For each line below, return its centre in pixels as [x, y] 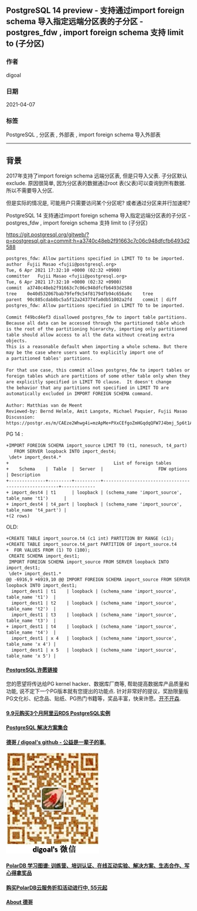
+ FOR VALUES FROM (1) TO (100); [48, 550]
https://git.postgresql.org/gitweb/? [48, 235]
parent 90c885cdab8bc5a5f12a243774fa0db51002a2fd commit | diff [91, 300]
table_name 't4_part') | [36, 510]
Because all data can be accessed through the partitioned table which [95, 323]
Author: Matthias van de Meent [44, 406]
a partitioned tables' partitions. [50, 359]
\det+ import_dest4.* [35, 457]
